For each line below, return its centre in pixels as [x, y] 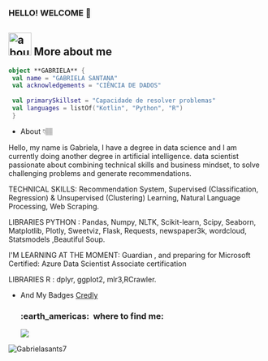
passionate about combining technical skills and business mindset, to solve [134, 165]
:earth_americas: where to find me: [92, 316]
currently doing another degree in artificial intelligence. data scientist [124, 156]
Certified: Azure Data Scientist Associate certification [97, 264]
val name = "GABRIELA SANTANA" [65, 78]
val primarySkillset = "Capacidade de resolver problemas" [114, 101]
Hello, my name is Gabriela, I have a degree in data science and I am [123, 147]
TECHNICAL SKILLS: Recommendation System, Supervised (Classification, [133, 189]
